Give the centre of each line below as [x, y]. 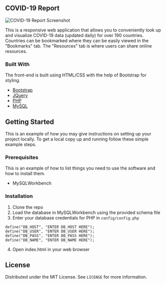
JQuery [20, 95]
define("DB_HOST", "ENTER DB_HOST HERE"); [50, 227]
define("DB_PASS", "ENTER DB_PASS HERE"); [50, 235]
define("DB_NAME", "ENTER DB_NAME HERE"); [50, 240]
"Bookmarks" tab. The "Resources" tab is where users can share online [79, 46]
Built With [17, 64]
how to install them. [25, 173]
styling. [13, 80]
